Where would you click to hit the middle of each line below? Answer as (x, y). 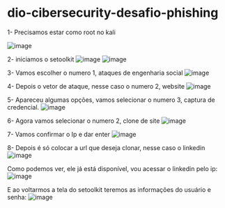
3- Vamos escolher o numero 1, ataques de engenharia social (95, 73)
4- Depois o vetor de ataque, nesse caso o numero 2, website (96, 86)
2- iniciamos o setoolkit (41, 59)
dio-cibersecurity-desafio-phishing (113, 13)
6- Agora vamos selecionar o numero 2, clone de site (84, 121)
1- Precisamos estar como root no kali (62, 32)
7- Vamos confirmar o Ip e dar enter (59, 134)
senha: (17, 197)
